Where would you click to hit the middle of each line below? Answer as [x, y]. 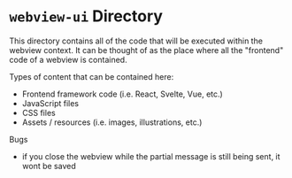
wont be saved [49, 166]
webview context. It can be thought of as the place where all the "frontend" [146, 50]
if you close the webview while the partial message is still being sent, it [151, 156]
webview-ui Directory [86, 16]
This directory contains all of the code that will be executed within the [136, 41]
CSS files [38, 112]
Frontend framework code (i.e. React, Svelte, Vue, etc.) [122, 94]
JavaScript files [50, 103]
